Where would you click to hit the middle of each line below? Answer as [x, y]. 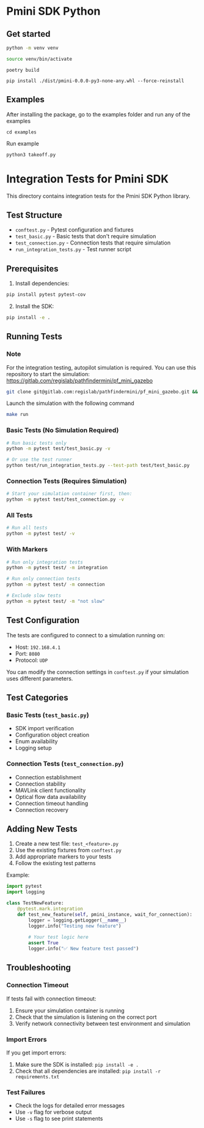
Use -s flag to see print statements [59, 1119]
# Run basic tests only [37, 443]
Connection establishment [48, 777]
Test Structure [35, 215]
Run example [23, 143]
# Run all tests [27, 528]
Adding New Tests [42, 829]
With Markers [27, 550]
